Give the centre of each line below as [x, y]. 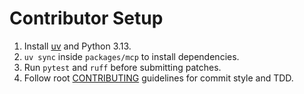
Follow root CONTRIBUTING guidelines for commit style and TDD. [158, 78]
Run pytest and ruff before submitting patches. [122, 67]
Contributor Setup [86, 18]
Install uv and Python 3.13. [77, 46]
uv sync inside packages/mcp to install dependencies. [131, 56]
